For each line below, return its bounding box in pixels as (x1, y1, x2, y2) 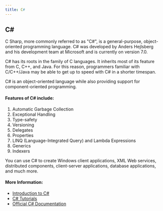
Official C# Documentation (12, 201, 66, 207)
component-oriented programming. (5, 84, 77, 90)
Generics (12, 142, 31, 148)
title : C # (5, 7, 26, 12)
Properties (12, 132, 33, 138)
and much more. (5, 168, 38, 174)
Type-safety (12, 116, 37, 122)
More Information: (5, 179, 43, 185)
